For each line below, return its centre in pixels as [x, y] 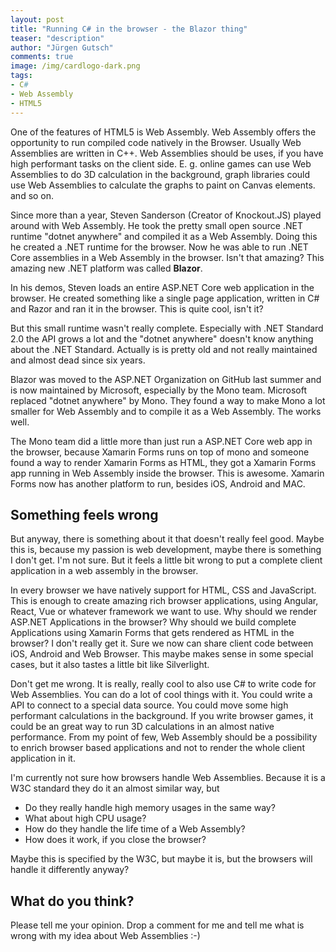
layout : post [37, 19]
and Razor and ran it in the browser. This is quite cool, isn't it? [137, 308]
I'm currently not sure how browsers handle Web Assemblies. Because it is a [168, 778]
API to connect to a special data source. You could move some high [149, 705]
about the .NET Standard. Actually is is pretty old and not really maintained [164, 349]
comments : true [42, 57]
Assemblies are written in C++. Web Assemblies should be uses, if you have [167, 153]
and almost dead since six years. [78, 360]
